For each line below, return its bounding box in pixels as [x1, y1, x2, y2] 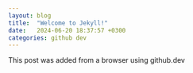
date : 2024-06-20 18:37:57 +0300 [8, 26, 126, 34]
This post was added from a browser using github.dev [8, 56, 185, 65]
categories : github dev [8, 33, 87, 42]
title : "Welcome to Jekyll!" [8, 19, 109, 27]
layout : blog [8, 11, 52, 20]
